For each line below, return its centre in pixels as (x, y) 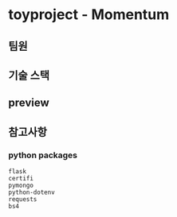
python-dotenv (32, 192)
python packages (43, 155)
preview (29, 103)
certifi (21, 179)
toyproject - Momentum (89, 15)
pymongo (21, 186)
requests (23, 200)
